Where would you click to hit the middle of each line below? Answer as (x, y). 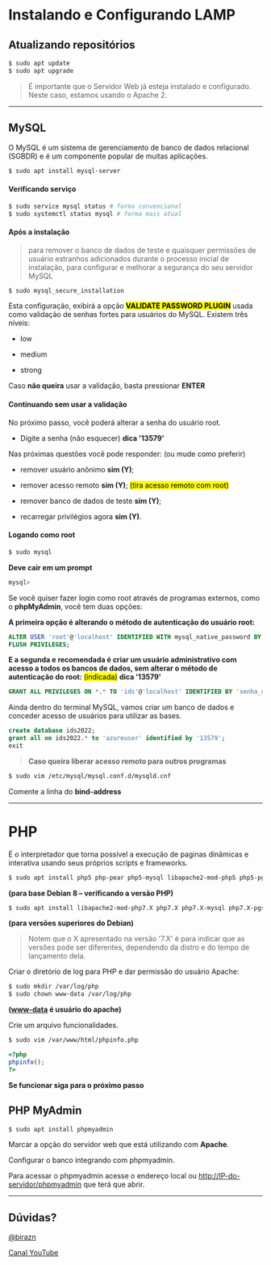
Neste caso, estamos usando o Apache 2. (98, 95)
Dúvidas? (33, 1218)
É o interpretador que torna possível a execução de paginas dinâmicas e (129, 854)
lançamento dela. (57, 956)
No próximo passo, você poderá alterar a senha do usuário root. (115, 422)
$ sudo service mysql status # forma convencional (95, 206)
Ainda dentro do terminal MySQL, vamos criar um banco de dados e (121, 707)
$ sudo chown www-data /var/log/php (70, 994)
